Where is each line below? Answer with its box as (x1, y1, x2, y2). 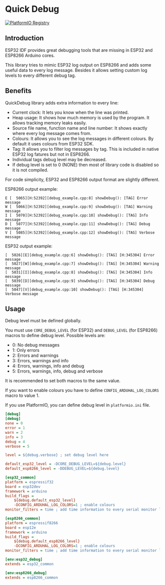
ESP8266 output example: (5, 186, 58, 192)
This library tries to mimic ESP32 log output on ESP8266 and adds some (5, 62, 151, 68)
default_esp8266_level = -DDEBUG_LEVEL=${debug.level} (5, 466, 120, 471)
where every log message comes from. (12, 130, 92, 136)
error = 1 (5, 425, 26, 430)
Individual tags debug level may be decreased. (12, 156, 107, 162)
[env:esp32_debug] (5, 557, 43, 562)
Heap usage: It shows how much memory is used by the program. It (12, 114, 150, 120)
